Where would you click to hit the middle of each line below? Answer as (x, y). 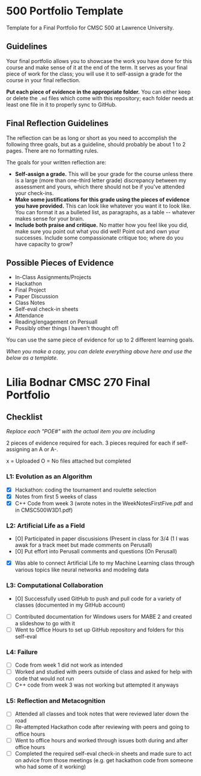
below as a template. (32, 358)
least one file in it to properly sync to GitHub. (61, 104)
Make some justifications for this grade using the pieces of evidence (102, 199)
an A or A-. (45, 450)
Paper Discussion (37, 296)
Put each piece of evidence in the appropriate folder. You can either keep (98, 92)
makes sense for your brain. (49, 218)
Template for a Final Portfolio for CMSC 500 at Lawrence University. (90, 28)
